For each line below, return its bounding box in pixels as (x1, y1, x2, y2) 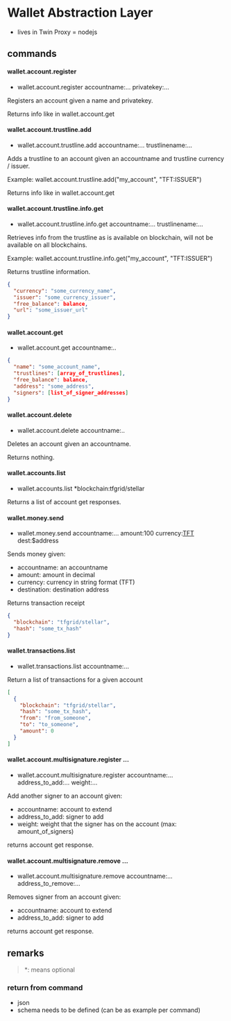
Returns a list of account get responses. (7, 497, 121, 506)
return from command (7, 983, 83, 993)
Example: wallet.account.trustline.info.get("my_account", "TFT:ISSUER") (7, 254, 213, 262)
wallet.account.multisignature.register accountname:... (17, 771, 173, 779)
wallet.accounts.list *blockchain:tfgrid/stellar (17, 484, 145, 492)
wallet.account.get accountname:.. (17, 343, 117, 352)
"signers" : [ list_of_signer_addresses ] (13, 389, 129, 396)
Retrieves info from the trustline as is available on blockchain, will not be (7, 233, 214, 241)
